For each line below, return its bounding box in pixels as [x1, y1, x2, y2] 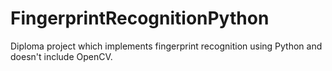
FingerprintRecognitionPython [10, 7, 270, 30]
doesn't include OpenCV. [10, 50, 113, 62]
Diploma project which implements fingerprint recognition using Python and [10, 40, 323, 52]
